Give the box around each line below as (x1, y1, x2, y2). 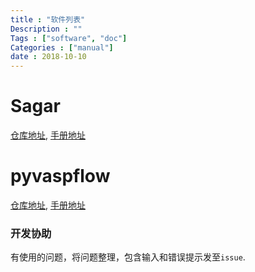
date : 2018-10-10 (10, 52, 87, 62)
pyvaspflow (10, 165, 111, 188)
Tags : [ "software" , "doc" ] (10, 33, 128, 43)
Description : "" (10, 24, 83, 34)
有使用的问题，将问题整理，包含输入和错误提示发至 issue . (10, 251, 246, 263)
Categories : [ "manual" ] (10, 42, 114, 53)
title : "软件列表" (10, 14, 86, 25)
